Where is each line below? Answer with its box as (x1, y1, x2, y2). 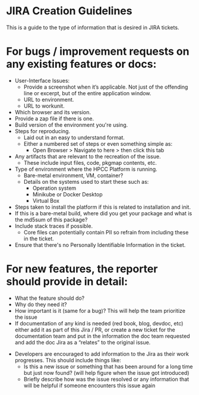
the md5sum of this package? (14, 216, 88, 223)
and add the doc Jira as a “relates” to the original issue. (14, 338, 151, 346)
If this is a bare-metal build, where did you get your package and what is (14, 209, 192, 217)
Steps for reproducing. (14, 127, 70, 134)
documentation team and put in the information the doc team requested (14, 332, 190, 340)
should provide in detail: (6, 275, 128, 289)
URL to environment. (23, 96, 74, 103)
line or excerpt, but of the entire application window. (23, 89, 151, 96)
